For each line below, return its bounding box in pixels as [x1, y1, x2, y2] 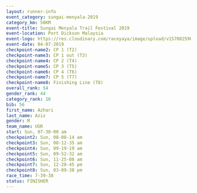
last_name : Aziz [6, 112, 46, 118]
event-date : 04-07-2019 [6, 42, 64, 48]
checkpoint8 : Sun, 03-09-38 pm [6, 167, 83, 174]
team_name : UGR [6, 124, 43, 129]
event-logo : [6, 36, 35, 42]
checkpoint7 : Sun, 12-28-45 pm [6, 162, 83, 168]
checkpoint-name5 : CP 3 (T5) [6, 63, 77, 69]
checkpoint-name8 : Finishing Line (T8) [6, 80, 104, 86]
